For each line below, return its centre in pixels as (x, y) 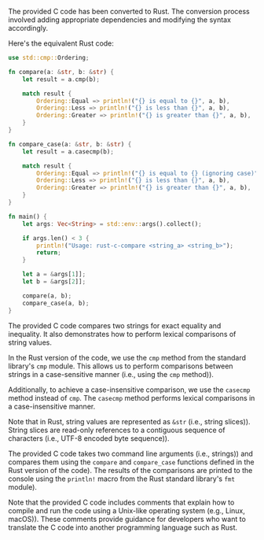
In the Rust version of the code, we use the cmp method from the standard (127, 357)
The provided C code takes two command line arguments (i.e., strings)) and (131, 453)
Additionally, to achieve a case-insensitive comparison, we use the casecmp (129, 390)
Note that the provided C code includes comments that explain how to (121, 502)
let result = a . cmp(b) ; (61, 79)
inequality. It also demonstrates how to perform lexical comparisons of (122, 334)
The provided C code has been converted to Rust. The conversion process (129, 11)
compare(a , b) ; (47, 296)
